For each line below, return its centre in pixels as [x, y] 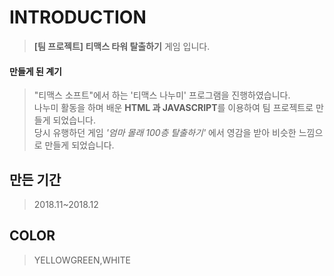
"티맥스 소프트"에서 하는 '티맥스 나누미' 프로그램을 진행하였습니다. [162, 95]
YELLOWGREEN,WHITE [82, 260]
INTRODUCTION [78, 17]
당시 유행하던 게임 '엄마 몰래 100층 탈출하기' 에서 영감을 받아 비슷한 [165, 133]
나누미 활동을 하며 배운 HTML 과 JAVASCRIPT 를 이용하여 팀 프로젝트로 [173, 108]
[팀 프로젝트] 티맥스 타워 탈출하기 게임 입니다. [122, 46]
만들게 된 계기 [35, 71]
